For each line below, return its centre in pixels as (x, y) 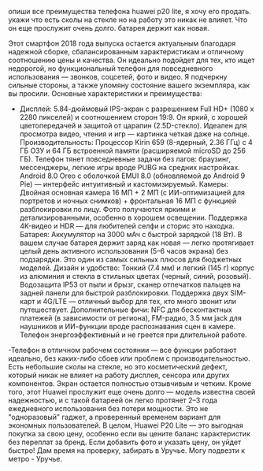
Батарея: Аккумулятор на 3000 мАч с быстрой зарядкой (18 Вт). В (131, 234)
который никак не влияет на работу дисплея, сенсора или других (119, 375)
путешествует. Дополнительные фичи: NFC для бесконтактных (126, 310)
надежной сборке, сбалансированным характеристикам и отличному (126, 52)
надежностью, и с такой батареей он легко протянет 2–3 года (113, 400)
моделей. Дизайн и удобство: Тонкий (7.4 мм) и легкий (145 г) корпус (137, 268)
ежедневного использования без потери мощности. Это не (108, 408)
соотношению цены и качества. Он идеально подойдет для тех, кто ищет (131, 60)
